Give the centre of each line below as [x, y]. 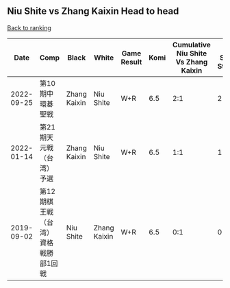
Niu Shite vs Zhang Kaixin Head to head [93, 11]
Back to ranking [29, 27]
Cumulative [191, 45]
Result [131, 62]
